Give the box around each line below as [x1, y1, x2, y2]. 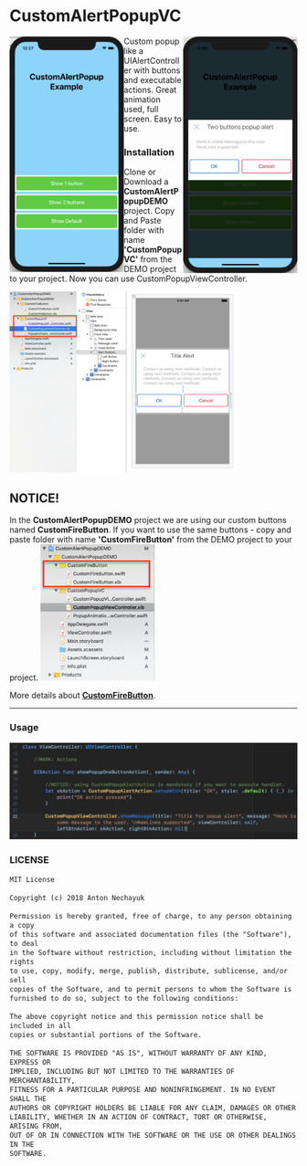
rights [9, 958, 35, 967]
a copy [9, 921, 35, 930]
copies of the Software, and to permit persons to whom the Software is [9, 985, 292, 994]
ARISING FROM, [9, 1122, 64, 1131]
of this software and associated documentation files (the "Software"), [9, 930, 292, 940]
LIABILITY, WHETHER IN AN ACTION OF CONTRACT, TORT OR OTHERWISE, [9, 1113, 268, 1122]
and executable [123, 74, 182, 85]
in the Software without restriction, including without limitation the [9, 949, 292, 958]
